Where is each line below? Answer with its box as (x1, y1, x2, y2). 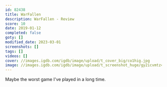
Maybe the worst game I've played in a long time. (5, 77, 106, 83)
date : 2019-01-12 (5, 26, 41, 31)
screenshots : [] (5, 44, 39, 49)
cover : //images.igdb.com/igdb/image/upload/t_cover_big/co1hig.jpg (5, 58, 150, 63)
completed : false (5, 30, 41, 35)
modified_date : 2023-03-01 (5, 40, 61, 45)
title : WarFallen (5, 12, 41, 17)
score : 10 (5, 21, 26, 26)
